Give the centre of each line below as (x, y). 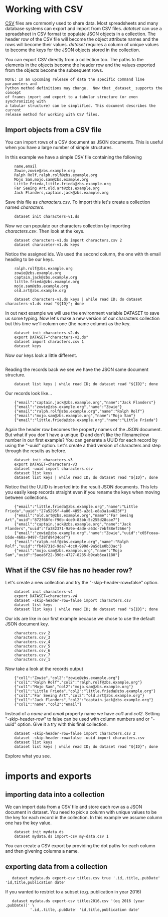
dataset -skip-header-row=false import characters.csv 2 (75, 733)
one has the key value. (28, 823)
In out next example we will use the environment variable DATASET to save (82, 313)
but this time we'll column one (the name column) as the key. (68, 323)
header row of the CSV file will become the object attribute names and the (82, 39)
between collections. (27, 497)
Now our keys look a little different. (41, 355)
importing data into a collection (55, 795)
